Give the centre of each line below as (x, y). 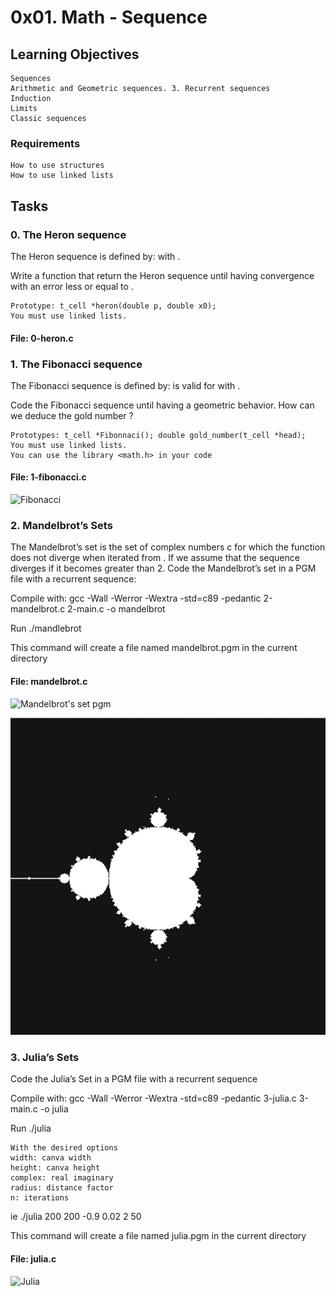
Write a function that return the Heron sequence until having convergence (162, 275)
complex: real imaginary (62, 1178)
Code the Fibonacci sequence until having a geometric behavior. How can (162, 405)
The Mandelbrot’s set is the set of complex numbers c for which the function (168, 547)
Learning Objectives (75, 54)
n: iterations (40, 1198)
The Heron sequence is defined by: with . (95, 256)
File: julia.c (33, 1258)
